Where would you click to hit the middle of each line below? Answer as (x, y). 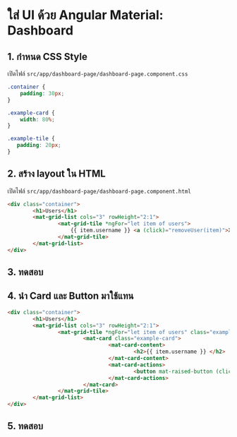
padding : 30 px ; (42, 93)
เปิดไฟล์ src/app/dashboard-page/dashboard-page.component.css (98, 73)
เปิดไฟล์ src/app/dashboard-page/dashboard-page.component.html (99, 191)
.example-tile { (31, 139)
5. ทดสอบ (25, 426)
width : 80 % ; (37, 119)
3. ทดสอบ (25, 272)
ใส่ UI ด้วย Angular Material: (85, 15)
